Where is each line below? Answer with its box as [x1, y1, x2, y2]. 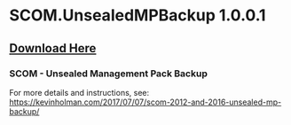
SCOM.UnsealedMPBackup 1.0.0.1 [9, 5, 266, 26]
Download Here [9, 41, 97, 56]
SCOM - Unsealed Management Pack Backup [9, 67, 208, 80]
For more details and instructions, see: [9, 87, 150, 98]
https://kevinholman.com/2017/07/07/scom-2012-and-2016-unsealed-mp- [9, 97, 282, 107]
